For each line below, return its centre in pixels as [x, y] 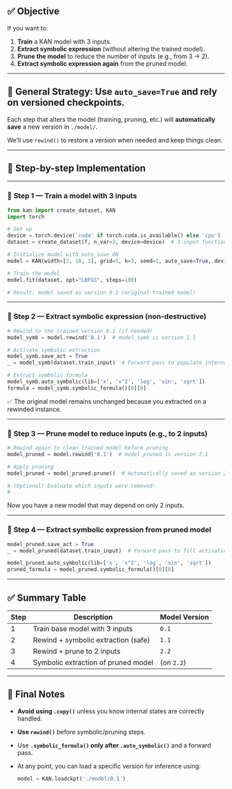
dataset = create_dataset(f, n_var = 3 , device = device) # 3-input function [117, 242]
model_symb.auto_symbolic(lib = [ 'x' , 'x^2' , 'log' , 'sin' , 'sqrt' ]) [106, 382]
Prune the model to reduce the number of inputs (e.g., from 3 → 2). [113, 56]
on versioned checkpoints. [66, 103]
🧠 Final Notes [36, 695]
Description [93, 617]
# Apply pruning [30, 466]
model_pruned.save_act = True [51, 544]
